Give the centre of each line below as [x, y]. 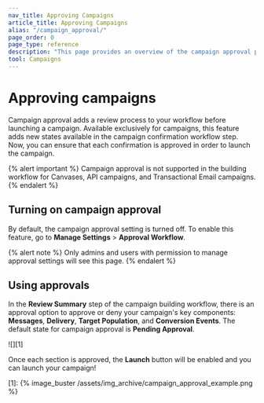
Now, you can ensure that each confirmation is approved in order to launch [129, 145]
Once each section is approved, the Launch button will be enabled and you [130, 360]
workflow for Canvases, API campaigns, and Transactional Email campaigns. [132, 177]
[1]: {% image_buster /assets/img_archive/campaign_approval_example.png [130, 383]
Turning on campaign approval [85, 210]
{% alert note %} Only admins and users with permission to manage [118, 252]
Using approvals [49, 286]
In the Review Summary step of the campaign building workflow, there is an [131, 304]
